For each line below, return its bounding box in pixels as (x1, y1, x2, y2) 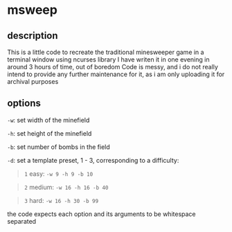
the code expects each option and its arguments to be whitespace (7, 210, 196, 218)
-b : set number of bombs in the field (7, 143, 111, 151)
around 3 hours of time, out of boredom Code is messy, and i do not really (7, 63, 218, 71)
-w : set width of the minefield (7, 116, 90, 124)
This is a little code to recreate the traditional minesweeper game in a (7, 48, 204, 56)
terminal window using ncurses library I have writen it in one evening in (7, 55, 210, 64)
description (7, 30, 58, 42)
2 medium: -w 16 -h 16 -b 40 (24, 183, 109, 191)
